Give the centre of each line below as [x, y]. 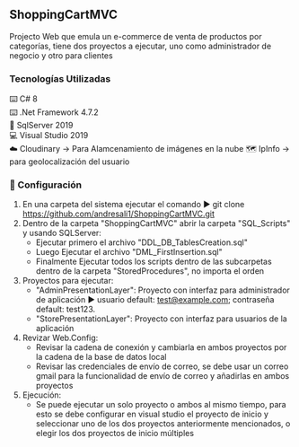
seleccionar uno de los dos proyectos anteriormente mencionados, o [163, 424]
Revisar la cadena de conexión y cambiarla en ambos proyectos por [161, 347]
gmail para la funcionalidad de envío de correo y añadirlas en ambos [163, 376]
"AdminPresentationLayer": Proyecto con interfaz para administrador [163, 290]
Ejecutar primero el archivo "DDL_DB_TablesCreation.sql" [142, 242]
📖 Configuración [46, 185]
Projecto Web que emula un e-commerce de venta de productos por [136, 36]
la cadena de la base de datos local [101, 357]
